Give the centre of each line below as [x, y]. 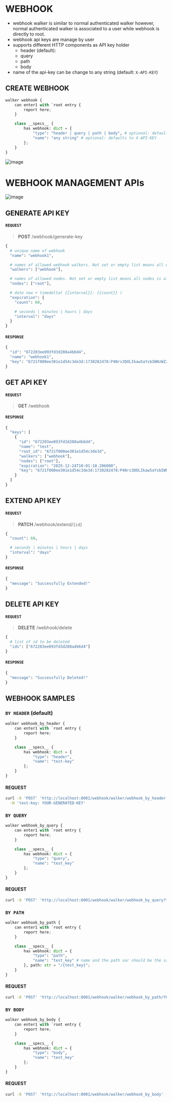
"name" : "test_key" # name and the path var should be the [97, 960]
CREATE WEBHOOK [37, 88]
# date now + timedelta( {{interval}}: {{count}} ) [66, 293]
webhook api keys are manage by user [53, 39]
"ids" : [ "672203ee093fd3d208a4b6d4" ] [50, 647]
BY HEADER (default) [29, 713]
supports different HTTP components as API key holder [71, 45]
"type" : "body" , [50, 1053]
